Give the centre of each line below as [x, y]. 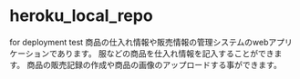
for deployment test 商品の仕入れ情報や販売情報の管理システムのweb [139, 42]
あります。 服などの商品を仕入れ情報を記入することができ [166, 53]
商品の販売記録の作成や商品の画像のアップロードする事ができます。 [155, 64]
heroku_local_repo [81, 16]
